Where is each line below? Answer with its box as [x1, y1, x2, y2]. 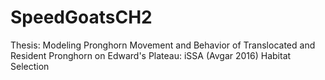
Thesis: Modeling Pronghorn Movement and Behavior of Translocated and [10, 39, 316, 51]
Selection [10, 60, 50, 72]
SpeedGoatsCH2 [10, 6, 153, 29]
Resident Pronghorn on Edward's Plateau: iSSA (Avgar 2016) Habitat [10, 49, 292, 61]
